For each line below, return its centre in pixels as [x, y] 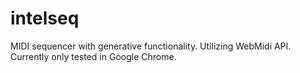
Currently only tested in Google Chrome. [93, 56]
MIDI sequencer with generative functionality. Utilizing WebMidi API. [151, 46]
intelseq [45, 18]
